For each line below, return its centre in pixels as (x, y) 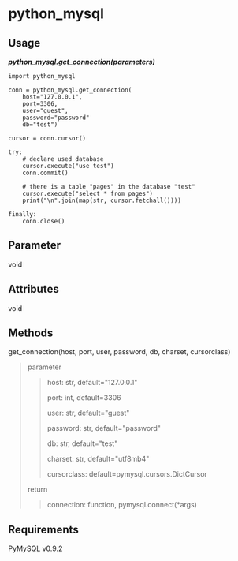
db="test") (40, 125)
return (37, 489)
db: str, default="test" (82, 443)
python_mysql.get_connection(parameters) (82, 62)
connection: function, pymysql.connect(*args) (122, 505)
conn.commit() (45, 173)
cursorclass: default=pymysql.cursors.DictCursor (127, 474)
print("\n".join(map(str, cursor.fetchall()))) (102, 200)
